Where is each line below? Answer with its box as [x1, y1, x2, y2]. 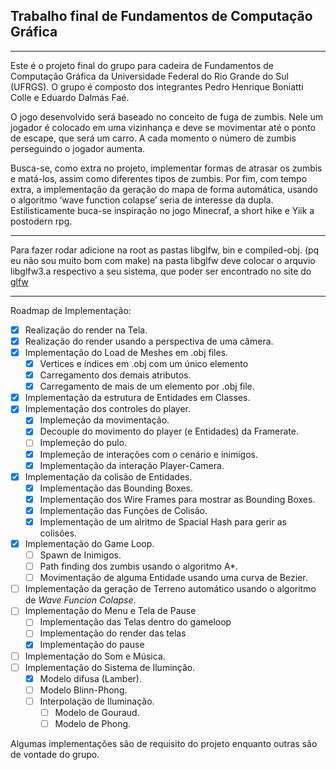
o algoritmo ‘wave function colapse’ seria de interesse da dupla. [10, 194, 274, 206]
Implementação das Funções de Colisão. [39, 504, 208, 516]
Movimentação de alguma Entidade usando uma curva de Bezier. [39, 572, 308, 584]
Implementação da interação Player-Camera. [39, 459, 225, 471]
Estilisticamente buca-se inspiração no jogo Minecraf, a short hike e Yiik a [10, 204, 315, 216]
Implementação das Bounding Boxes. [39, 482, 194, 494]
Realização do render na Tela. [24, 324, 148, 336]
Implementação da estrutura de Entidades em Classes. [24, 392, 251, 404]
